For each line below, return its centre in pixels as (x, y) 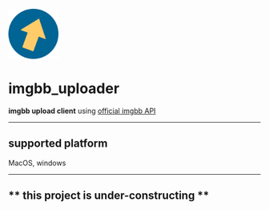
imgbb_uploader (64, 89)
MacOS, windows (37, 163)
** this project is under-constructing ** (109, 196)
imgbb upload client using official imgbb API (82, 111)
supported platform (58, 144)
